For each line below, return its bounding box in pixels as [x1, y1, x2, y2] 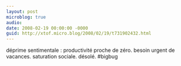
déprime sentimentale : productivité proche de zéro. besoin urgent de [6, 47, 175, 54]
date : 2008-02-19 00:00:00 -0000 [6, 25, 88, 31]
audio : [6, 19, 22, 25]
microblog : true [6, 14, 46, 20]
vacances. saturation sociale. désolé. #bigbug [6, 53, 118, 60]
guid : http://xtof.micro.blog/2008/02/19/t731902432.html [6, 31, 152, 37]
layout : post [6, 8, 38, 15]
